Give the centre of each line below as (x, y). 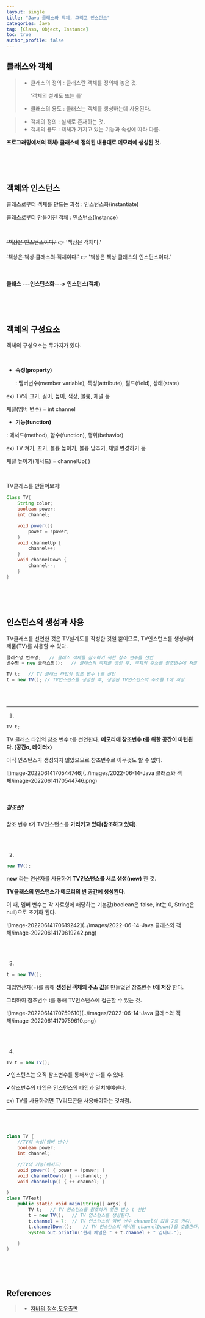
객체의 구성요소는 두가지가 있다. (44, 346)
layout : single (26, 12)
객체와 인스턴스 (33, 188)
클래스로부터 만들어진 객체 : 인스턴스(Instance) (62, 217)
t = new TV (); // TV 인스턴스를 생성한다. (80, 1215)
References (29, 1293)
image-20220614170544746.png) (55, 780)
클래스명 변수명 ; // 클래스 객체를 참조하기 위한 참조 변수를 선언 (80, 657)
